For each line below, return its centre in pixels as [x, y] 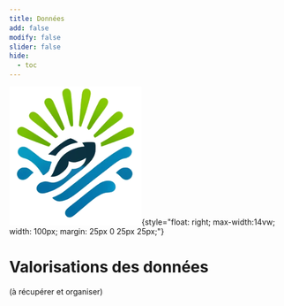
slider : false [35, 47]
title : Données [37, 19]
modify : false [35, 37]
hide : [19, 56]
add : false [29, 28]
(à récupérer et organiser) [56, 291]
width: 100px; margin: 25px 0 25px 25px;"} [87, 231]
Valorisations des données [109, 268]
